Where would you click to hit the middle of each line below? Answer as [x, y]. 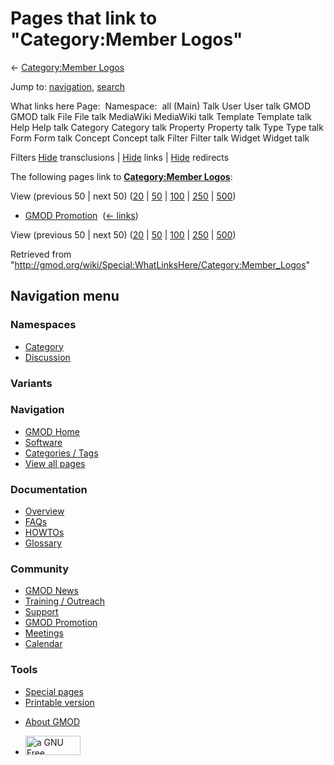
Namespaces [43, 325]
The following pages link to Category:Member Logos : [121, 176]
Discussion [47, 357]
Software [43, 442]
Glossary [43, 543]
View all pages [55, 463]
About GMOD [52, 721]
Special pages [54, 691]
